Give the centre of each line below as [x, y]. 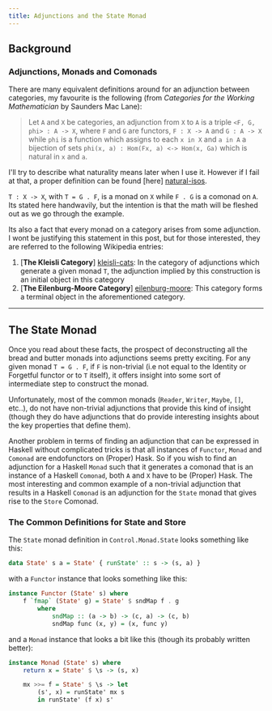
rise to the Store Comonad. [53, 501]
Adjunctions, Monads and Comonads [83, 71]
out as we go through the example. [66, 214]
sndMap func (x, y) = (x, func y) [110, 624]
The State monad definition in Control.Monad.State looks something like [129, 540]
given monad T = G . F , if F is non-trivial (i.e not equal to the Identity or [127, 367]
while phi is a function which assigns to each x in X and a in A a [137, 139]
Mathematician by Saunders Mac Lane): [75, 107]
